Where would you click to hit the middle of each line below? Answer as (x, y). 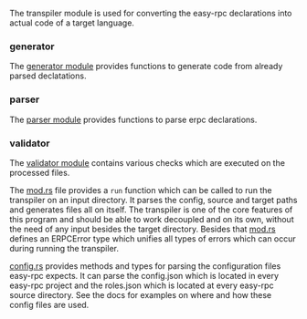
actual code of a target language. (72, 23)
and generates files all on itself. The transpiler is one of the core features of (151, 210)
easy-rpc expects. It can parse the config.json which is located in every (144, 275)
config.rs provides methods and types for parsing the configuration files (145, 266)
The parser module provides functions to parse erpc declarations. (133, 119)
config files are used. (49, 304)
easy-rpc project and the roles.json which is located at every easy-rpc (142, 285)
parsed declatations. (48, 76)
